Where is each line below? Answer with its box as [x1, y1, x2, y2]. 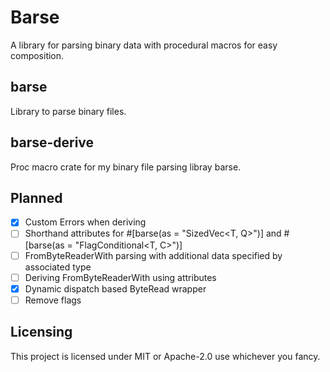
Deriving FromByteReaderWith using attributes [24, 271, 217, 283]
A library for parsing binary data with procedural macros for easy [10, 39, 278, 51]
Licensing [10, 324, 73, 341]
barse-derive [10, 134, 95, 151]
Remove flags [24, 294, 82, 306]
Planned [10, 189, 63, 206]
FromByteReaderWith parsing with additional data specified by [24, 249, 283, 261]
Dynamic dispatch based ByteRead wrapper [24, 282, 207, 295]
